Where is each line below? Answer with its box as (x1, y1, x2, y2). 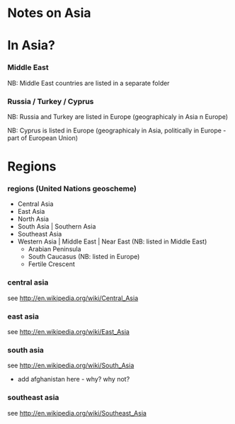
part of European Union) (7, 133, 79, 142)
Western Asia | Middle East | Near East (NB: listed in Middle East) (17, 237, 207, 246)
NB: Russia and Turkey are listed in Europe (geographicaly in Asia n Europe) (7, 112, 229, 121)
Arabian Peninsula (28, 245, 81, 253)
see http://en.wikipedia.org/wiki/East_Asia (7, 328, 130, 336)
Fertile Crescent (28, 260, 76, 268)
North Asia (17, 214, 50, 224)
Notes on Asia (7, 5, 91, 21)
